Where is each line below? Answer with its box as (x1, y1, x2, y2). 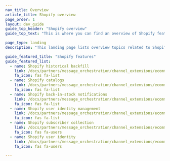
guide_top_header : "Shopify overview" (5, 26, 87, 31)
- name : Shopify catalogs (10, 78, 65, 83)
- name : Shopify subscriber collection (10, 120, 94, 125)
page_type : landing (5, 40, 47, 46)
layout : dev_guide (5, 21, 44, 27)
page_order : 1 (5, 17, 35, 22)
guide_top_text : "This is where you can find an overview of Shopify (5, 31, 155, 36)
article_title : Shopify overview (5, 12, 76, 17)
